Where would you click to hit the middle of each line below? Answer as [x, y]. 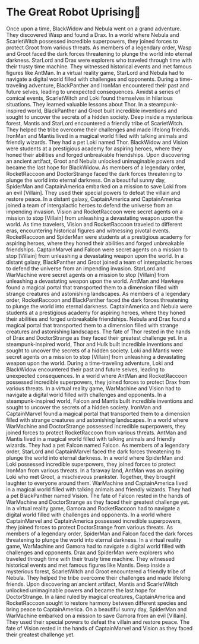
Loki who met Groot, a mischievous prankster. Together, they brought [91, 476]
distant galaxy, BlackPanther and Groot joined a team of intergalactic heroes [99, 262]
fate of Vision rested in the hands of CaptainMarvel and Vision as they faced [99, 628]
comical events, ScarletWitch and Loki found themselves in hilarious [90, 98]
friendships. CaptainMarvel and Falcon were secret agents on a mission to [97, 250]
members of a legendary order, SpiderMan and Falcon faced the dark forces [99, 533]
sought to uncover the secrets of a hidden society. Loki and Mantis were [94, 351]
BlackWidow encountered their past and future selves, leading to [86, 369]
